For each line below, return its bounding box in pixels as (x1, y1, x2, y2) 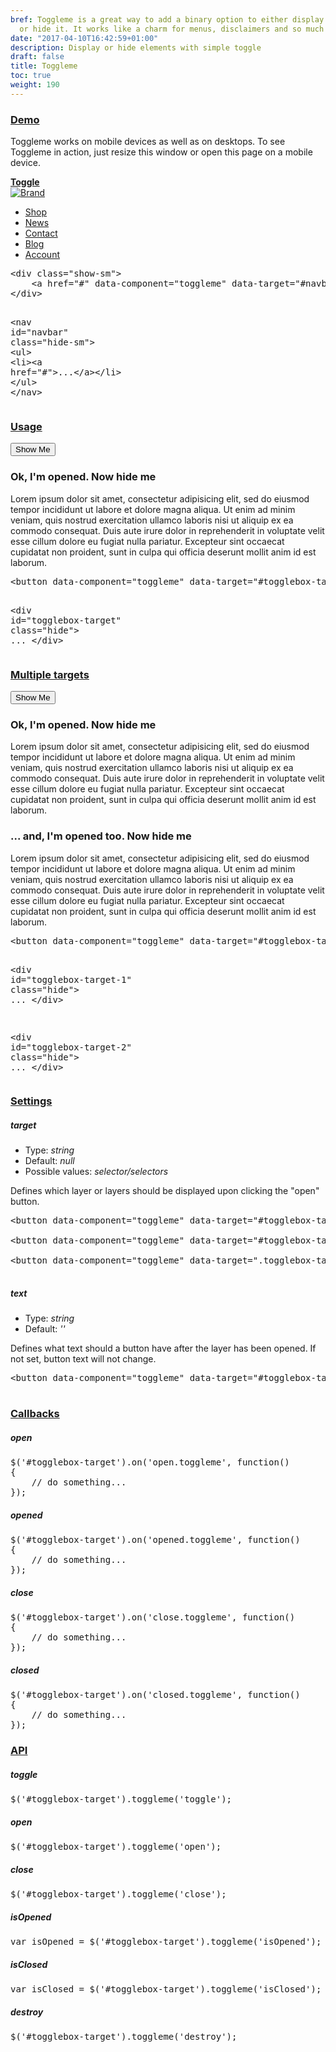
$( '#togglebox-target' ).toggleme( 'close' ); (10, 1889, 227, 1900)
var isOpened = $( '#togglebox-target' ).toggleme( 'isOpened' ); (10, 1936, 322, 1947)
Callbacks (10, 1407, 60, 1421)
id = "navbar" (10, 327, 69, 338)
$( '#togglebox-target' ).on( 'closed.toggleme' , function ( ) (10, 1689, 301, 1701)
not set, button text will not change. (10, 1353, 157, 1365)
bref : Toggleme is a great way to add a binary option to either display (10, 14, 325, 25)
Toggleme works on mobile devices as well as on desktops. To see (10, 136, 286, 148)
